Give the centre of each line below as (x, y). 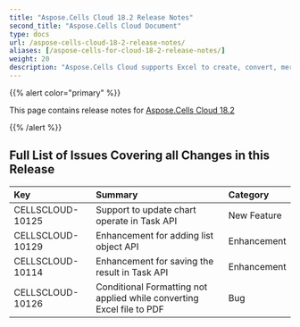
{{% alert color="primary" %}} (65, 92)
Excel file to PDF (130, 309)
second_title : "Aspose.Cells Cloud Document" (95, 26)
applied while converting (147, 298)
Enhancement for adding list (154, 235)
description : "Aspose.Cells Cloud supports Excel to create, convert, (143, 68)
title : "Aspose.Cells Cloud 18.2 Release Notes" (101, 17)
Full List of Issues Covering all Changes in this (140, 156)
